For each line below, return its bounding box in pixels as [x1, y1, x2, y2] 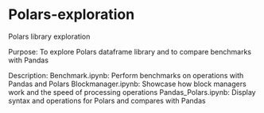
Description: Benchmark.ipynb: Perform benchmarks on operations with [8, 70, 244, 80]
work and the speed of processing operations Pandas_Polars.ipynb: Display [8, 87, 256, 96]
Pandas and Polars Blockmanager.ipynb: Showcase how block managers [8, 79, 247, 89]
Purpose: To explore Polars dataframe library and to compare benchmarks [8, 47, 252, 56]
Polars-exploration [8, 6, 135, 24]
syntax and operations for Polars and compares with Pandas [8, 96, 206, 105]
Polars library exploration [8, 32, 91, 41]
